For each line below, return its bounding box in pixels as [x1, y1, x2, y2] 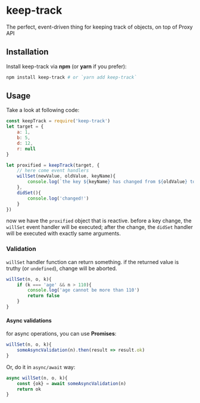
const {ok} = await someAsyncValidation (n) [17, 380, 127, 386]
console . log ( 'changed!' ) [27, 195, 89, 201]
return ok [17, 386, 42, 392]
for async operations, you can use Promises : [6, 330, 117, 337]
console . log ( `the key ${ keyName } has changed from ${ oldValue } [27, 179, 187, 185]
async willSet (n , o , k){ [6, 375, 68, 381]
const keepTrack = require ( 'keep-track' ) [6, 118, 111, 124]
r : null [17, 145, 36, 152]
